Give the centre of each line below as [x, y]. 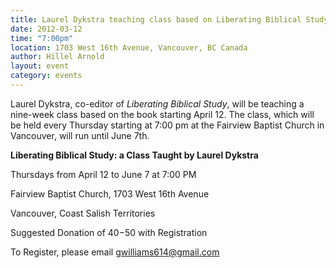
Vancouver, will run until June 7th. [80, 135]
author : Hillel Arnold [57, 57]
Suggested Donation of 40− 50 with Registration [109, 232]
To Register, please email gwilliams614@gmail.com [115, 252]
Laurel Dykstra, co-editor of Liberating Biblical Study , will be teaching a [157, 103]
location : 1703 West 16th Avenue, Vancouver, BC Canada [129, 47]
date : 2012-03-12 [46, 29]
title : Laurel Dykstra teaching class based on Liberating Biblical [156, 19]
